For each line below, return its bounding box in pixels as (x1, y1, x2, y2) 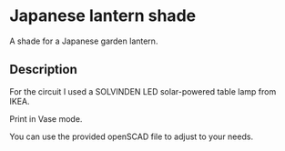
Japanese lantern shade (9, 5, 197, 26)
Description (9, 62, 77, 77)
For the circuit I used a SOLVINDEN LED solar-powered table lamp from (9, 86, 277, 96)
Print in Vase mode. (9, 113, 83, 124)
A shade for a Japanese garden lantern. (9, 35, 158, 46)
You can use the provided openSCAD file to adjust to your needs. (9, 131, 253, 142)
